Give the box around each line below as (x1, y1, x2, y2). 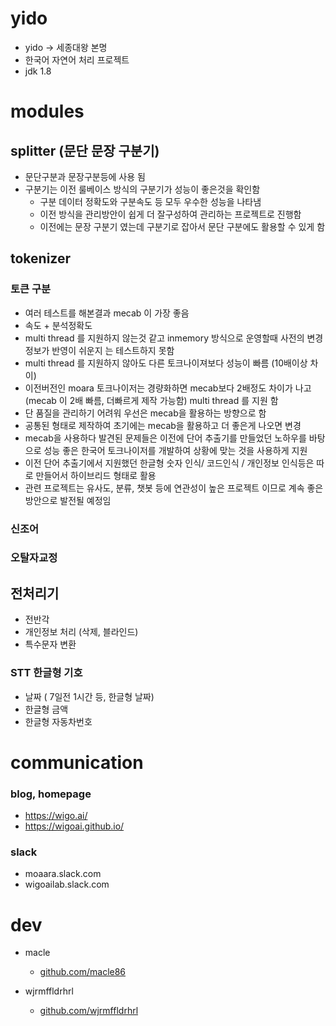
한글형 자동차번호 (24, 715, 93, 727)
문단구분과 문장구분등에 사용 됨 (24, 170, 146, 182)
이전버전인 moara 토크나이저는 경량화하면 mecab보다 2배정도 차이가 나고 (24, 382, 312, 394)
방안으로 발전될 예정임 (24, 494, 112, 506)
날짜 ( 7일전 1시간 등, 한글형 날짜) (24, 690, 155, 702)
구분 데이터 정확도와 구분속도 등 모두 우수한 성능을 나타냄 (39, 195, 262, 207)
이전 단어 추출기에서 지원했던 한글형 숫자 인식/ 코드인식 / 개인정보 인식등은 (24, 457, 315, 469)
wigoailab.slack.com (24, 878, 110, 891)
